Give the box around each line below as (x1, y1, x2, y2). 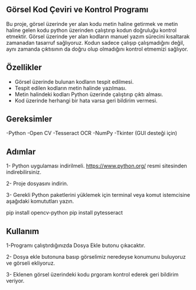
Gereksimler (6, 114, 53, 124)
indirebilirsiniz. (6, 169, 42, 176)
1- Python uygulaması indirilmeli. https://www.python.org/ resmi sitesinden (6, 162, 187, 170)
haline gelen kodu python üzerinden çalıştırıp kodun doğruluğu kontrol (6, 27, 177, 34)
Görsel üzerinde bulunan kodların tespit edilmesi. (14, 78, 134, 85)
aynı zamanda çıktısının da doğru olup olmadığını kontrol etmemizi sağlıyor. (6, 45, 188, 52)
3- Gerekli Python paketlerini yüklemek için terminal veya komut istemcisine (6, 192, 191, 199)
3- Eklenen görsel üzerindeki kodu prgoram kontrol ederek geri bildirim (6, 271, 179, 278)
